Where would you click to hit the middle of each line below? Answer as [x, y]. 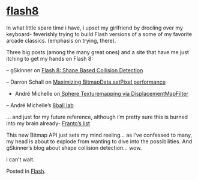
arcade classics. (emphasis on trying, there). [61, 40]
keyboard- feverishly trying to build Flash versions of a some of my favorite [99, 34]
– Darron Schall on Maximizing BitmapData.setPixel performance [86, 82]
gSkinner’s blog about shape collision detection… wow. [74, 147]
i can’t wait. [20, 159]
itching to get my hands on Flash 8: [49, 58]
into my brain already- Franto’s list [48, 123]
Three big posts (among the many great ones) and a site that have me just [97, 52]
